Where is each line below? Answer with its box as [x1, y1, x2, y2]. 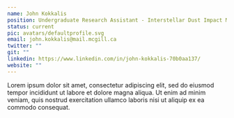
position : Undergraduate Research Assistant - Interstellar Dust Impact [7, 17, 223, 24]
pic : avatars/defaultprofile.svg [7, 29, 104, 37]
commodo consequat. [7, 103, 70, 111]
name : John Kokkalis [7, 10, 68, 17]
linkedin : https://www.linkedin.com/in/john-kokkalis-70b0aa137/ [7, 56, 201, 62]
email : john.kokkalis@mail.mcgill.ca [7, 36, 117, 43]
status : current [7, 23, 54, 30]
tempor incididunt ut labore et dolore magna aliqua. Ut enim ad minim [7, 88, 206, 96]
